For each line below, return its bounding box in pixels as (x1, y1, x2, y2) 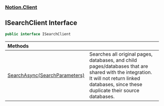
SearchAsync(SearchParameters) (7, 72, 85, 78)
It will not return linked (89, 75, 141, 81)
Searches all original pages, (89, 50, 153, 57)
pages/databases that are (89, 62, 148, 69)
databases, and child (89, 57, 137, 63)
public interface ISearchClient (5, 31, 71, 36)
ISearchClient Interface (5, 19, 78, 27)
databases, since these (89, 81, 143, 88)
